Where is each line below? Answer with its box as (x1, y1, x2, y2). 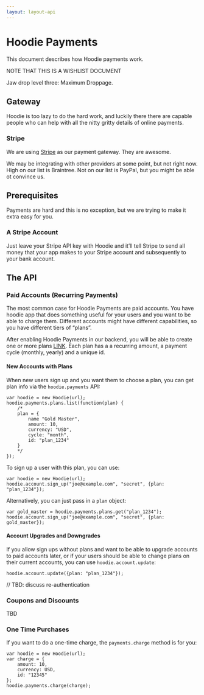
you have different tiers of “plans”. (6, 324, 93, 332)
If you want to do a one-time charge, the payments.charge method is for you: (6, 639, 197, 646)
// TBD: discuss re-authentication (6, 581, 90, 588)
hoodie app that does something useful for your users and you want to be (6, 311, 191, 318)
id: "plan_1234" (28, 437, 69, 443)
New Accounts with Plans (6, 363, 73, 370)
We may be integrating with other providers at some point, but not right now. (6, 159, 198, 167)
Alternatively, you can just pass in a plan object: (6, 497, 127, 504)
